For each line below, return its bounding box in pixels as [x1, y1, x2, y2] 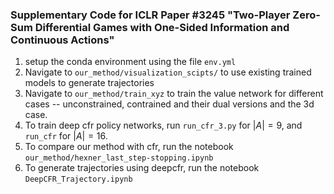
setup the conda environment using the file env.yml [24, 56, 237, 68]
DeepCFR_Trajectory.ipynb [24, 174, 133, 185]
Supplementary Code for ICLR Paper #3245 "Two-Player [10, 8, 291, 22]
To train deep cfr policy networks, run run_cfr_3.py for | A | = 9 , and [24, 119, 303, 132]
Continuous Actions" [10, 33, 115, 47]
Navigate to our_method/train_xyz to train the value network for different [24, 88, 324, 100]
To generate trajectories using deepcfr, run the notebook [24, 162, 260, 174]
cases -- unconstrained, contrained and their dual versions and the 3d [24, 98, 315, 110]
